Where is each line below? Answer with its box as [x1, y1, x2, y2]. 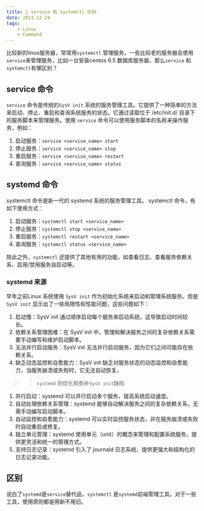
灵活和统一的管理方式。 [26, 438, 85, 446]
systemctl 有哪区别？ [6, 65, 58, 72]
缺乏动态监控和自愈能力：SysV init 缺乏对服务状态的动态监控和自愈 [15, 359, 183, 366]
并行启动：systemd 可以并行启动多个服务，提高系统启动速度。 [15, 393, 172, 400]
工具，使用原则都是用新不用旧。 [6, 498, 86, 505]
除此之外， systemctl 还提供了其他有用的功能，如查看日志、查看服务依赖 [6, 253, 188, 260]
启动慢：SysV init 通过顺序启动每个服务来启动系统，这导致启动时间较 [15, 313, 188, 321]
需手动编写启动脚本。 [15, 408, 69, 415]
